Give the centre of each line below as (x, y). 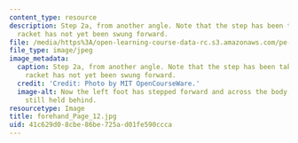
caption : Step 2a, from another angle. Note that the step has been (146, 68)
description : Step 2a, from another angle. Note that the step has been (146, 26)
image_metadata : (39, 59)
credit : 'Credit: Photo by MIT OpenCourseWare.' (109, 83)
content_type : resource (53, 17)
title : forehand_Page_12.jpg (63, 116)
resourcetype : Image (47, 108)
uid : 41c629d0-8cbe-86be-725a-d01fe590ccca (91, 125)
